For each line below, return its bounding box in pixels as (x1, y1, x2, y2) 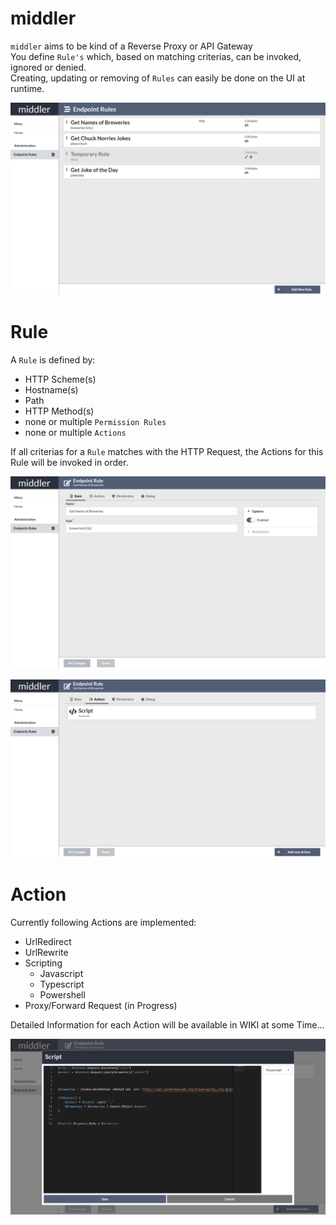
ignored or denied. (10, 61, 87, 73)
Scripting (24, 957, 63, 969)
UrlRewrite (24, 946, 69, 958)
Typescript (39, 978, 85, 990)
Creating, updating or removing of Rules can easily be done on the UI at (10, 72, 306, 84)
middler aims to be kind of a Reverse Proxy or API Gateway (10, 40, 253, 52)
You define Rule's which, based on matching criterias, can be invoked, (10, 50, 302, 62)
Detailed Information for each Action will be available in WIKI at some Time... (10, 1018, 325, 1031)
